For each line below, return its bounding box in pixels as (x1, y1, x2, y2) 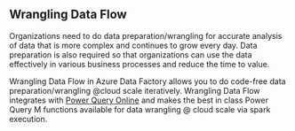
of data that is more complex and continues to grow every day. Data (9, 40, 258, 50)
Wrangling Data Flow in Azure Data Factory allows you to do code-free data (9, 75, 286, 87)
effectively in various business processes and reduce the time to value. (9, 58, 270, 69)
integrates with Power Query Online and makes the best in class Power (9, 95, 269, 105)
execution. (9, 113, 48, 124)
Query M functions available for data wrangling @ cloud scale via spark (9, 104, 271, 114)
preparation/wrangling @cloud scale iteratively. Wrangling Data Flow (9, 85, 260, 96)
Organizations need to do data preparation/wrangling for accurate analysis (9, 30, 283, 41)
